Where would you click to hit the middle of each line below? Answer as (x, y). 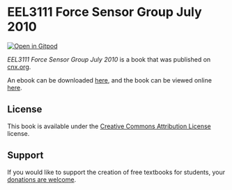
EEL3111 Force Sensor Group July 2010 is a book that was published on (109, 59)
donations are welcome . (42, 179)
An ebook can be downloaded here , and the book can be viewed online (110, 80)
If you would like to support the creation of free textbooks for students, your (116, 172)
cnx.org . (19, 67)
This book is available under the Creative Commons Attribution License (109, 126)
